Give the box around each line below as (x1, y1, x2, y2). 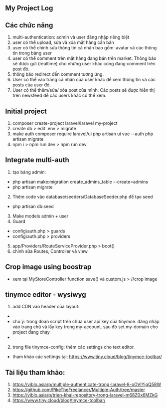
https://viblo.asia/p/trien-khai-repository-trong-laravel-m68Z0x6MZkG (12, 392, 158, 398)
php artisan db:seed (12, 203, 54, 209)
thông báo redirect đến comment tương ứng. (12, 71, 104, 77)
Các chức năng (5, 21, 53, 29)
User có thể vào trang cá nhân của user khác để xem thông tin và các (12, 77, 156, 83)
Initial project (5, 107, 47, 115)
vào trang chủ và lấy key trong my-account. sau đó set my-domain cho (12, 324, 158, 330)
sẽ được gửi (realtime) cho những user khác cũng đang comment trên (12, 61, 156, 67)
